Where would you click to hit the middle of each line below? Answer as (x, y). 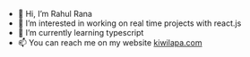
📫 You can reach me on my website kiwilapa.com (110, 43)
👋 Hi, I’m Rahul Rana (55, 14)
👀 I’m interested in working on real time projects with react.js (129, 23)
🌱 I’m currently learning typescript (81, 33)
